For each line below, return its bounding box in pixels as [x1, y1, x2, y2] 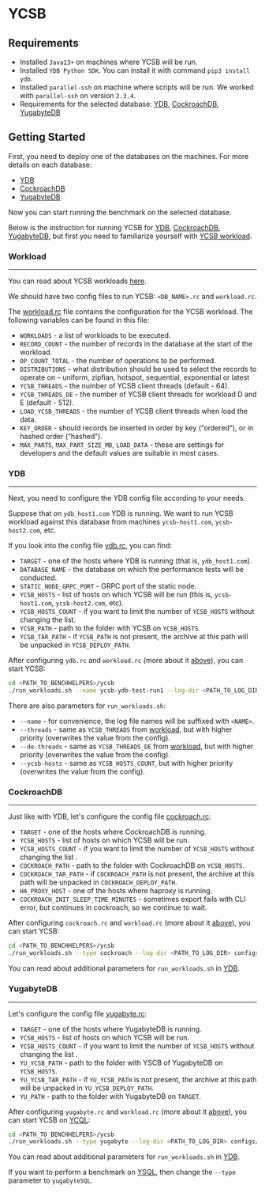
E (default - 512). [19, 398, 75, 407]
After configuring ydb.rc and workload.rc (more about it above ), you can [8, 656, 244, 665]
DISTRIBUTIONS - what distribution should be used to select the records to [19, 365, 257, 374]
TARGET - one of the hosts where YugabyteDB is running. [19, 1024, 203, 1033]
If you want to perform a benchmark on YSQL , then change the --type [8, 1168, 237, 1177]
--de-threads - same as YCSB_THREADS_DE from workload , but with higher [19, 741, 254, 752]
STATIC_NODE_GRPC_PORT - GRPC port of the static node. [19, 581, 197, 591]
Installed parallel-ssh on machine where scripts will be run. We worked [19, 82, 254, 92]
